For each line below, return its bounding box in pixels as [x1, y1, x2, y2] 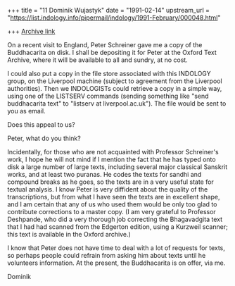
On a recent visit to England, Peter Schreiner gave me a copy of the [7, 41, 203, 49]
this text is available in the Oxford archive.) [7, 230, 132, 238]
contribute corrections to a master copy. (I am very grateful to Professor [7, 208, 216, 216]
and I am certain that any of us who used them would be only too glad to [7, 200, 217, 209]
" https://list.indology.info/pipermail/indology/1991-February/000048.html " [7, 13, 221, 22]
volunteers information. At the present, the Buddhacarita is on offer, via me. [7, 259, 226, 267]
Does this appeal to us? [7, 120, 75, 129]
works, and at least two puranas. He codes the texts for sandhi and [7, 170, 202, 178]
